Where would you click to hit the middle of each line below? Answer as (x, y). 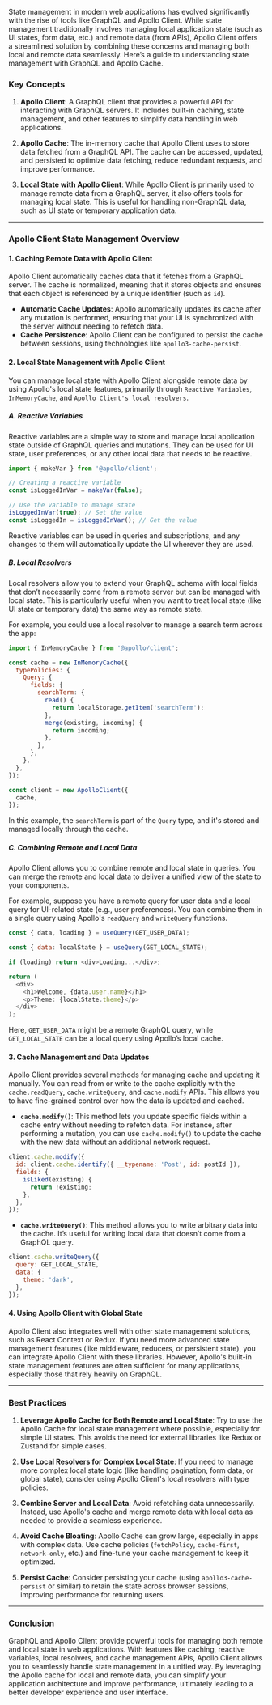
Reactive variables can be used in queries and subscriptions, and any (124, 535)
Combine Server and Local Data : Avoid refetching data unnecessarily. (137, 1504)
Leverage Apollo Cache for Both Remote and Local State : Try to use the (141, 1420)
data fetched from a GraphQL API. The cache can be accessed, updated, (142, 152)
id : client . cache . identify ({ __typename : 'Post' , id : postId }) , (128, 1164)
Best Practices (38, 1402)
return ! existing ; (61, 1187)
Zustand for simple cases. (64, 1446)
